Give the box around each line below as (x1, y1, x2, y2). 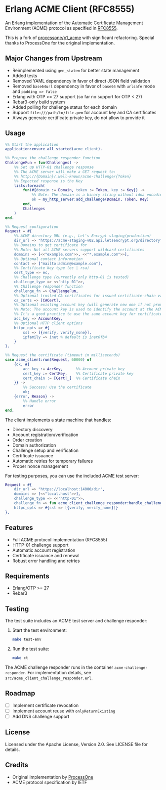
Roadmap (5, 689, 36, 698)
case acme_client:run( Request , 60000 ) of (5, 357, 92, 362)
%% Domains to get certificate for (14, 243, 87, 248)
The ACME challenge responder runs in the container (5, 664, 114, 670)
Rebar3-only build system (12, 99, 65, 105)
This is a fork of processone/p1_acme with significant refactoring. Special (5, 35, 155, 41)
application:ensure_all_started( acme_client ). (5, 147, 103, 152)
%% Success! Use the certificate (23, 385, 92, 390)
